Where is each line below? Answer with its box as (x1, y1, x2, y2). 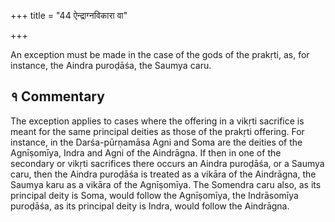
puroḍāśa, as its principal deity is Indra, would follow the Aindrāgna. (10, 200, 290, 212)
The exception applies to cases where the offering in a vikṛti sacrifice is (10, 115, 305, 127)
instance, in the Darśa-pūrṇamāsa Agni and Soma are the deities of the (10, 136, 303, 148)
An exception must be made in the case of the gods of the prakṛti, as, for (10, 49, 310, 60)
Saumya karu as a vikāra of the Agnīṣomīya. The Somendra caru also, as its (10, 178, 322, 190)
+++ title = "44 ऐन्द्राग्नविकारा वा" (10, 10, 128, 21)
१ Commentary (10, 88, 105, 105)
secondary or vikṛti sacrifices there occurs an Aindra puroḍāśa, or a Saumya (10, 157, 325, 169)
